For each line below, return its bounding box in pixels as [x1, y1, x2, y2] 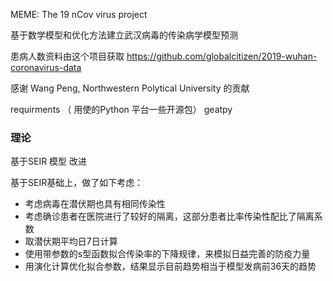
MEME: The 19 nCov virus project [10, 9, 148, 20]
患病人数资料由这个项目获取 [10, 50, 125, 62]
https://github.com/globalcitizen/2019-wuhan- [126, 50, 318, 62]
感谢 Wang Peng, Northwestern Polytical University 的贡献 [10, 82, 250, 94]
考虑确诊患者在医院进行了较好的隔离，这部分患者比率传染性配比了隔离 [24, 210, 315, 223]
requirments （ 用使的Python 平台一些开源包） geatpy [10, 104, 233, 115]
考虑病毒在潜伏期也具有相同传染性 [24, 198, 166, 210]
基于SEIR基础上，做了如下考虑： [10, 177, 144, 189]
